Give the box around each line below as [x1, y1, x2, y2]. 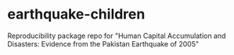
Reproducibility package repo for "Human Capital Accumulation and [7, 31, 226, 40]
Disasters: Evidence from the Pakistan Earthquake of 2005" [7, 39, 200, 48]
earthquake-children [7, 5, 146, 23]
